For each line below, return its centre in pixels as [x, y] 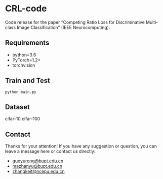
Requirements [27, 43]
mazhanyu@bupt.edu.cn [37, 166]
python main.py [21, 92]
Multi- [152, 22]
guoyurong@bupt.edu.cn [38, 161]
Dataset [18, 107]
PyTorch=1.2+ [26, 60]
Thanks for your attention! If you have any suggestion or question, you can [81, 146]
